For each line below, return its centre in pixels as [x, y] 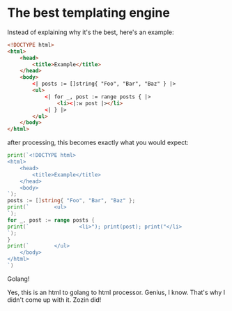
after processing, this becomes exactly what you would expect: [98, 143]
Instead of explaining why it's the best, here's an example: [91, 32]
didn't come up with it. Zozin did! [54, 299]
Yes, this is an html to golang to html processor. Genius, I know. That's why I [116, 292]
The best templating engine [89, 13]
